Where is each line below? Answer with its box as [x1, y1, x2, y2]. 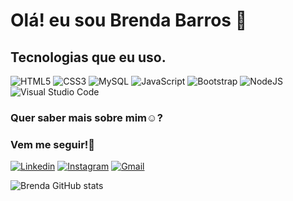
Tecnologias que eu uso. [10, 49, 167, 66]
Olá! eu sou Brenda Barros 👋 [10, 9, 248, 32]
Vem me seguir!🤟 [10, 137, 96, 151]
